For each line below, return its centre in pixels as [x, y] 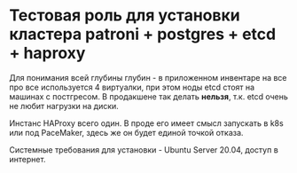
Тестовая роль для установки [125, 16]
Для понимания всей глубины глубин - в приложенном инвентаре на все [148, 77]
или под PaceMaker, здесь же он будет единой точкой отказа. [126, 132]
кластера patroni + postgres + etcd [143, 34]
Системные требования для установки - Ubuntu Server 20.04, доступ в [144, 149]
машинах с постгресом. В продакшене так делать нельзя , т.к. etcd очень [148, 96]
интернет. [27, 159]
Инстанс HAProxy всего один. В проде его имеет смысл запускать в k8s [146, 123]
